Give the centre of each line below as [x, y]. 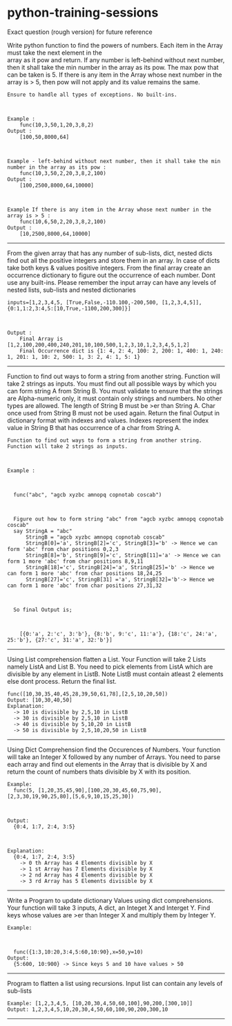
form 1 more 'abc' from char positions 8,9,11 [75, 561]
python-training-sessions [83, 13]
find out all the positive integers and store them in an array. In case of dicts [114, 260]
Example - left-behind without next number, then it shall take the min [114, 161]
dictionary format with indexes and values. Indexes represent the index [108, 420]
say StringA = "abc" [43, 531]
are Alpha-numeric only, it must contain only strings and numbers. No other [115, 398]
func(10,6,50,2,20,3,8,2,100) [63, 222]
